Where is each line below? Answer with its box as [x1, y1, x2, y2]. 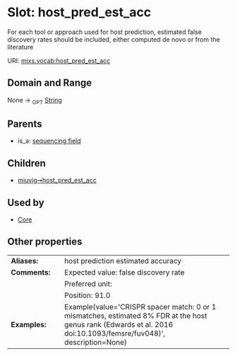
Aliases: [11, 255, 39, 265]
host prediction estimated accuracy [64, 255, 182, 265]
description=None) [64, 337, 128, 347]
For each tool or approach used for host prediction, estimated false [7, 28, 202, 36]
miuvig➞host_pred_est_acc [17, 176, 97, 185]
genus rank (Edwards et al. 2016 [64, 319, 174, 329]
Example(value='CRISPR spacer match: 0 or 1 [64, 302, 217, 311]
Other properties [7, 236, 83, 248]
